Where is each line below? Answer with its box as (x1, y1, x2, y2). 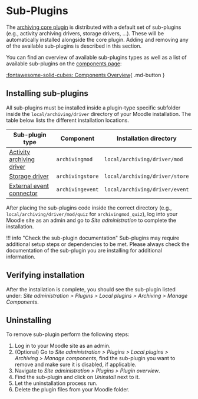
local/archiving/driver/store (104, 172, 189, 179)
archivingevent (56, 186, 99, 192)
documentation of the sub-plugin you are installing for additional (6, 247, 162, 254)
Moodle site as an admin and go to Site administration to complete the (6, 217, 177, 224)
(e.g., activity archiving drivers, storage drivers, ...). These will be (6, 29, 164, 36)
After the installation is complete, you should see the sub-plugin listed (6, 285, 176, 292)
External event (9, 181, 49, 189)
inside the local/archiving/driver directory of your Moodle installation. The (6, 110, 192, 117)
